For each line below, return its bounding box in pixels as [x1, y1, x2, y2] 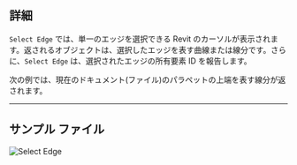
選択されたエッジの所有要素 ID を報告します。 [85, 56, 252, 66]
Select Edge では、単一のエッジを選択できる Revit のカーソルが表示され [9, 34, 271, 44]
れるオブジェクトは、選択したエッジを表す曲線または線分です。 [39, 44, 271, 55]
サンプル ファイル [9, 122, 105, 137]
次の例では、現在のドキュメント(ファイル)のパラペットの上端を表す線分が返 [9, 74, 286, 85]
